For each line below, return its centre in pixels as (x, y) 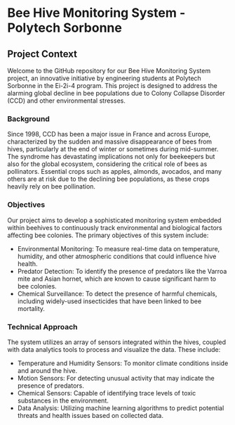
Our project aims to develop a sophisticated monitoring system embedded (114, 220)
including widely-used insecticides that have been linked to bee (109, 301)
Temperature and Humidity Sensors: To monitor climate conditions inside (123, 363)
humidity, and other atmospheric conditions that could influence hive (117, 256)
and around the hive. (47, 370)
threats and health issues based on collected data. (90, 415)
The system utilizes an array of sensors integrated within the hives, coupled (117, 342)
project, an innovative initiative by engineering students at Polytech (104, 78)
